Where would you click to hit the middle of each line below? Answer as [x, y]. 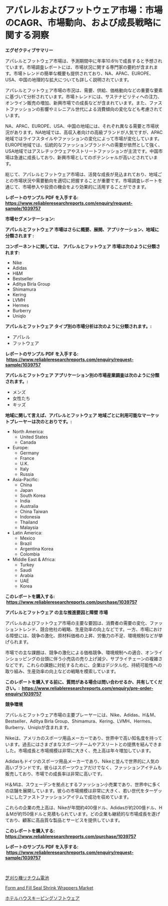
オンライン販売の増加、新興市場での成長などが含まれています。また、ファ [82, 103]
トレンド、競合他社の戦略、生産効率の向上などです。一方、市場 [83, 629]
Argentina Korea [36, 549]
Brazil [26, 543]
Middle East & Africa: [34, 559]
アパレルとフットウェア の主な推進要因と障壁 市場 [57, 612]
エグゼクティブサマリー [29, 50]
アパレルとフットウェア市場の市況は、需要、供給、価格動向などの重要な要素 [84, 90]
